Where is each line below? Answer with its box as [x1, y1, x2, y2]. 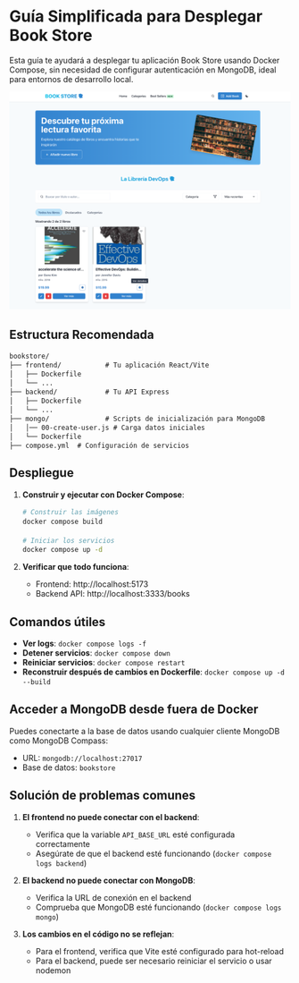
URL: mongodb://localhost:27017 [21, 752, 143, 763]
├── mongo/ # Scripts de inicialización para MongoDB [9, 414, 266, 424]
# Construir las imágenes [21, 507, 119, 516]
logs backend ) [35, 857, 87, 869]
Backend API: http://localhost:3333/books [35, 589, 190, 599]
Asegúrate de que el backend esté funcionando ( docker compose [35, 848, 272, 859]
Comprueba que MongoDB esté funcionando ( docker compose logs [35, 902, 282, 912]
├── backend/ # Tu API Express [9, 387, 170, 397]
